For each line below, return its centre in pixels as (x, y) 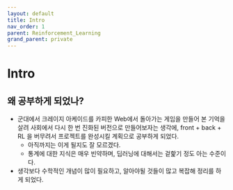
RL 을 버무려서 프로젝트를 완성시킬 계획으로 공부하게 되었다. (98, 137)
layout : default (31, 14)
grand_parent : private (40, 40)
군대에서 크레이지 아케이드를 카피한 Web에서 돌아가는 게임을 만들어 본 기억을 (121, 119)
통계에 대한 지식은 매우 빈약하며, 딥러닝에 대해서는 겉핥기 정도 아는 (118, 154)
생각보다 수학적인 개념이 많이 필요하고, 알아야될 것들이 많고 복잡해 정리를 (115, 171)
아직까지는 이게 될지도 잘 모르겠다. (74, 145)
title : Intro (26, 20)
